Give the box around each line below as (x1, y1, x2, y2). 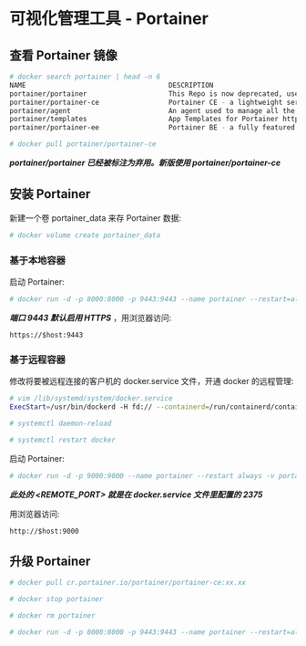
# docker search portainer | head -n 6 (9, 72, 161, 81)
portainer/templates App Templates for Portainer (9, 115, 280, 124)
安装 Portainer (9, 186, 91, 202)
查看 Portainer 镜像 (9, 47, 118, 63)
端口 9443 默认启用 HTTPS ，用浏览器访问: (9, 312, 172, 323)
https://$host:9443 (9, 330, 84, 339)
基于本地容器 (9, 254, 66, 266)
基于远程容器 (9, 353, 66, 366)
